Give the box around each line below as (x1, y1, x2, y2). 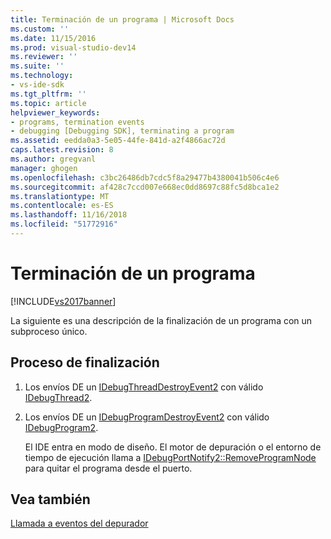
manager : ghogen (10, 163, 78, 173)
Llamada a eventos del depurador (10, 517, 149, 530)
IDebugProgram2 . (24, 421, 99, 433)
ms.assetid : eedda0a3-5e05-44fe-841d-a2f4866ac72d (10, 136, 226, 146)
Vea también (10, 491, 91, 508)
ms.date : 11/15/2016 (10, 33, 97, 43)
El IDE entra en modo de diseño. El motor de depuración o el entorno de (24, 441, 322, 453)
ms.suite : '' (10, 61, 65, 71)
